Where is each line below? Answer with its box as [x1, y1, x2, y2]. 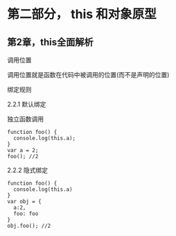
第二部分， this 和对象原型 [7, 6, 157, 22]
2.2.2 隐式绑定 [7, 166, 49, 174]
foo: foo [13, 210, 39, 217]
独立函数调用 [7, 115, 44, 123]
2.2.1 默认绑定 [7, 100, 46, 108]
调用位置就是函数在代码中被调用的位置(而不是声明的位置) [7, 71, 170, 78]
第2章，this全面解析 [7, 36, 94, 48]
